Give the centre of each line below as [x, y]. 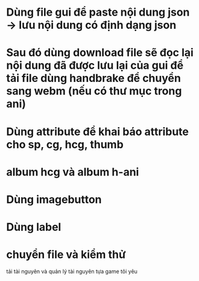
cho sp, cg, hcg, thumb [65, 144]
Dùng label [34, 227]
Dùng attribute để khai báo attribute [97, 131]
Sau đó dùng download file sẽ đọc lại [100, 53]
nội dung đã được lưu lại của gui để [95, 65]
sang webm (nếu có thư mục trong [94, 91]
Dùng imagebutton [54, 199]
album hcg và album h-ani [73, 172]
